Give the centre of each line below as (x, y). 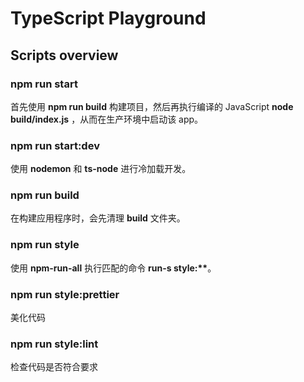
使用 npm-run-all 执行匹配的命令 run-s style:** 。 (113, 268)
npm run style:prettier (65, 294)
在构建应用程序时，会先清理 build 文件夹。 (98, 218)
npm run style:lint (54, 344)
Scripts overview (64, 55)
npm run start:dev (55, 145)
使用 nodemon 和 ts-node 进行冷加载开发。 (101, 169)
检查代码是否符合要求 (54, 367)
